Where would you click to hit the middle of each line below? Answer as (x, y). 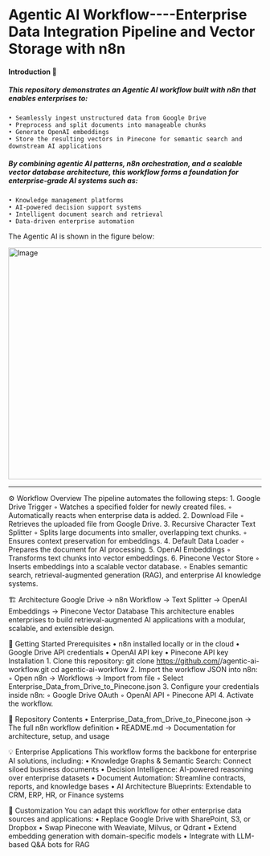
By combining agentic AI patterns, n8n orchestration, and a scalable (125, 164)
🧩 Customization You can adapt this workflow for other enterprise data (125, 810)
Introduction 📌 (33, 71)
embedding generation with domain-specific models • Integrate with (122, 836)
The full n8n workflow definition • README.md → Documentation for (122, 728)
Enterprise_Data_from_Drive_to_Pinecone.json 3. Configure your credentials (134, 686)
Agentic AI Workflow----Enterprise (128, 15)
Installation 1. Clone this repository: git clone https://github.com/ (115, 661)
